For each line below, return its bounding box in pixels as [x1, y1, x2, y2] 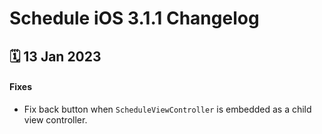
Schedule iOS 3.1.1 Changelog [9, 7, 260, 30]
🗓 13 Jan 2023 [9, 48, 102, 65]
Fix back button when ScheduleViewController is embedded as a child [23, 103, 312, 115]
